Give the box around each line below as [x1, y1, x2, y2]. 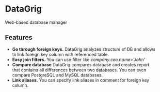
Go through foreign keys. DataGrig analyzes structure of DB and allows [12, 46, 156, 52]
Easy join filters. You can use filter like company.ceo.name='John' [12, 57, 145, 62]
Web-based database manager [5, 19, 67, 25]
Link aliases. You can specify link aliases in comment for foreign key [12, 77, 149, 83]
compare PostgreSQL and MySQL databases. [12, 72, 103, 78]
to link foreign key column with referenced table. [12, 51, 109, 57]
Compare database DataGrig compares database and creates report [12, 61, 150, 67]
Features [5, 33, 32, 42]
